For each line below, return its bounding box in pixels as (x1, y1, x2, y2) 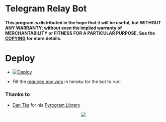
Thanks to (5, 91, 30, 98)
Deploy (5, 52, 35, 64)
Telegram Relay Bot (5, 3, 87, 14)
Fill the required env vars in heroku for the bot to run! (12, 79, 121, 84)
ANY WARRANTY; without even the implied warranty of (5, 25, 122, 31)
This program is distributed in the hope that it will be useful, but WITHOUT (5, 19, 162, 25)
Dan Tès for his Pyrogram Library (12, 102, 81, 108)
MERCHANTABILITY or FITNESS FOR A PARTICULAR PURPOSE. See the (5, 30, 155, 36)
